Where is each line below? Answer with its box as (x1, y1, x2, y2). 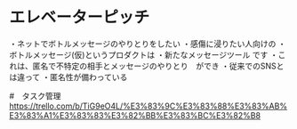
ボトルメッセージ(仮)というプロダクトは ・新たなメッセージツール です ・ (9, 49, 278, 60)
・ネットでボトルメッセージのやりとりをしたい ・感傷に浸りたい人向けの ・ (9, 38, 286, 49)
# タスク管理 (9, 90, 61, 101)
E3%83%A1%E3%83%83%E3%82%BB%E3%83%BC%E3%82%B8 (9, 109, 261, 120)
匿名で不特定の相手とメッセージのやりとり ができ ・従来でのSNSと (32, 60, 285, 71)
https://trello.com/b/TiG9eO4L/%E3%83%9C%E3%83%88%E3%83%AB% (9, 101, 287, 111)
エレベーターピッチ (9, 7, 150, 28)
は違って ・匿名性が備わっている (9, 71, 128, 82)
